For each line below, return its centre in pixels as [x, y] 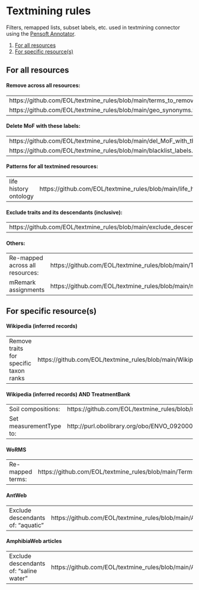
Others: [16, 243]
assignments [27, 290]
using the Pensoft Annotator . [41, 33]
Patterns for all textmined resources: [52, 166]
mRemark [23, 282]
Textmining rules [49, 11]
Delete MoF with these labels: [44, 126]
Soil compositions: [35, 409]
